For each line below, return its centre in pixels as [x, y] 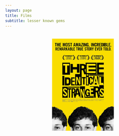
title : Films [19, 15]
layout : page [19, 10]
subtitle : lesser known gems [35, 21]
